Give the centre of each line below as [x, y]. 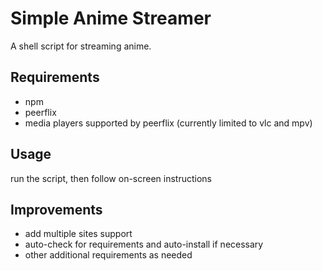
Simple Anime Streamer [111, 18]
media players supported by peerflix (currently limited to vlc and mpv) [168, 123]
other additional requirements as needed [108, 255]
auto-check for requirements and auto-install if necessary [144, 244]
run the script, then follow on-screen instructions [111, 178]
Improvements [56, 209]
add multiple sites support [78, 234]
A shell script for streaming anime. [81, 46]
